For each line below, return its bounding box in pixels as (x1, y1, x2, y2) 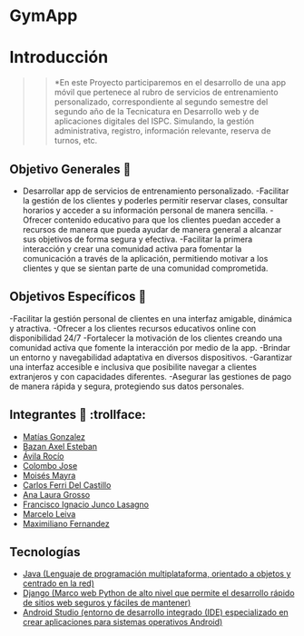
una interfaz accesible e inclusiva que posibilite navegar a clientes (9, 361, 257, 373)
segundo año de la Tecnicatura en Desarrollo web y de (54, 106, 260, 117)
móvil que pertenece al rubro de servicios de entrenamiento (54, 87, 279, 98)
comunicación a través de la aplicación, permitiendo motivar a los (22, 253, 269, 263)
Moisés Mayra (22, 470, 76, 481)
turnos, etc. (54, 135, 98, 146)
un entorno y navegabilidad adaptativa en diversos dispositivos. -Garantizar (9, 352, 293, 363)
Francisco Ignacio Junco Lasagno (22, 499, 150, 510)
